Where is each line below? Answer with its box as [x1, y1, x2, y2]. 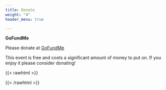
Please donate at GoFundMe [5, 45, 65, 51]
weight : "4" [5, 12, 30, 17]
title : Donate [5, 7, 35, 13]
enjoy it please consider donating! [5, 60, 76, 66]
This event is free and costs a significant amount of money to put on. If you [5, 55, 161, 61]
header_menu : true [5, 17, 44, 22]
